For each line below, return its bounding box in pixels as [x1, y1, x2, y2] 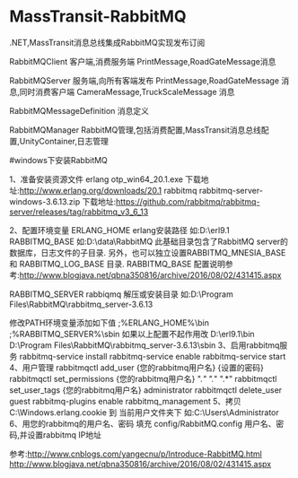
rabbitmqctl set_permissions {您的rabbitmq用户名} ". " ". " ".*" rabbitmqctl [9, 373, 277, 384]
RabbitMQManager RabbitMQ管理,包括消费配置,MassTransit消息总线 [9, 124, 262, 135]
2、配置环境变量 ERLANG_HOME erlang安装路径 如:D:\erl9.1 [9, 224, 231, 235]
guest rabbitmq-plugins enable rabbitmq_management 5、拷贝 [9, 395, 242, 406]
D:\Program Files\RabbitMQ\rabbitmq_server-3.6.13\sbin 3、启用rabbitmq [9, 339, 280, 351]
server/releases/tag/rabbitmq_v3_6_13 [9, 206, 149, 217]
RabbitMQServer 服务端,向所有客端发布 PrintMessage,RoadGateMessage [9, 74, 280, 86]
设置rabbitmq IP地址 [27, 429, 101, 440]
